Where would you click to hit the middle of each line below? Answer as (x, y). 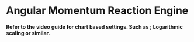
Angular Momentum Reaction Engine (97, 11)
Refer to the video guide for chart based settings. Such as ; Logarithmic (94, 26)
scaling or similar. (28, 33)
